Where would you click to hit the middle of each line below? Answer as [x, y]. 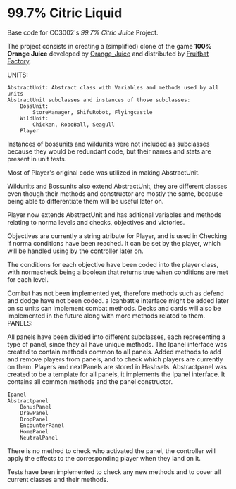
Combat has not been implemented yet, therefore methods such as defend [116, 293]
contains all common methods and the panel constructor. [90, 381]
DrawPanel [35, 413]
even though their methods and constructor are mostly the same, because [115, 193]
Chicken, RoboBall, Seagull [74, 125]
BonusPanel [36, 407]
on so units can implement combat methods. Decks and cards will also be [114, 308]
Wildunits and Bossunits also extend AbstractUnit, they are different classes [117, 186]
